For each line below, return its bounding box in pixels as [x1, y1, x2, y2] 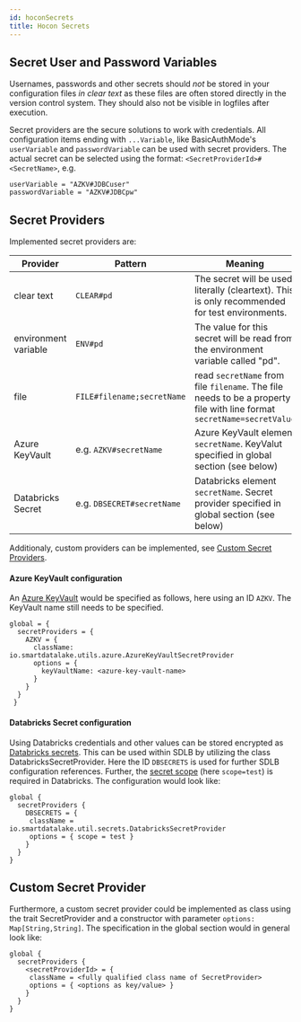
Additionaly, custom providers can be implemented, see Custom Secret [9, 542, 272, 553]
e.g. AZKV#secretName [75, 444, 163, 456]
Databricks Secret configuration [9, 717, 132, 727]
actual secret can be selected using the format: [9, 154, 184, 164]
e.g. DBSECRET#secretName [75, 498, 181, 510]
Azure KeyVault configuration [9, 572, 123, 584]
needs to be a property [193, 392, 291, 404]
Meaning [225, 258, 264, 270]
